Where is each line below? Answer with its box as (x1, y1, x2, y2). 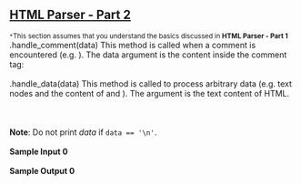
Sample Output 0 (9, 165, 75, 176)
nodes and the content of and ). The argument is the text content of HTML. (9, 87, 290, 98)
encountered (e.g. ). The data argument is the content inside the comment (9, 49, 287, 60)
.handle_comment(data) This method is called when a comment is (9, 39, 256, 50)
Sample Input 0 (9, 146, 68, 157)
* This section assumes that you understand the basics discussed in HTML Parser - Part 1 (9, 31, 288, 40)
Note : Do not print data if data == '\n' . (9, 127, 157, 138)
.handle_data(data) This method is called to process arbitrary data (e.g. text (9, 77, 293, 89)
